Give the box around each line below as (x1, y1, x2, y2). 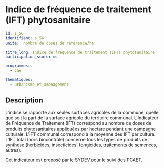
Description (5, 96, 43, 105)
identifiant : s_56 (5, 35, 44, 41)
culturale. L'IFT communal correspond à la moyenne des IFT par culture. (5, 131, 156, 137)
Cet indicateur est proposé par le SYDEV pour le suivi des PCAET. (5, 157, 143, 163)
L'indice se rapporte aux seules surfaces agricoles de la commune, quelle (5, 109, 159, 115)
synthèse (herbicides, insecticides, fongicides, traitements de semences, (5, 142, 158, 148)
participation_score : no (5, 54, 58, 59)
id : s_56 (5, 31, 24, 36)
